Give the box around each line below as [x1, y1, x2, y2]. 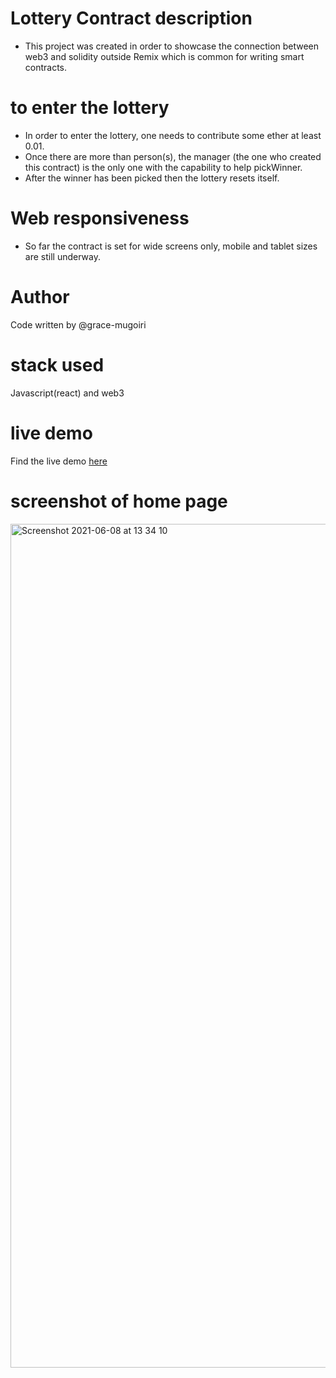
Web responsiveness [10, 207, 190, 230]
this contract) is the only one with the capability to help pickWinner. [24, 161, 303, 173]
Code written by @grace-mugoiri [10, 318, 147, 331]
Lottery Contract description [10, 7, 253, 30]
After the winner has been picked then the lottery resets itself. [24, 172, 280, 184]
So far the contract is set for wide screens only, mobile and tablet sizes [24, 240, 318, 252]
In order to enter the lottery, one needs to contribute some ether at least [24, 129, 322, 141]
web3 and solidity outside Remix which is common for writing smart [24, 50, 305, 62]
